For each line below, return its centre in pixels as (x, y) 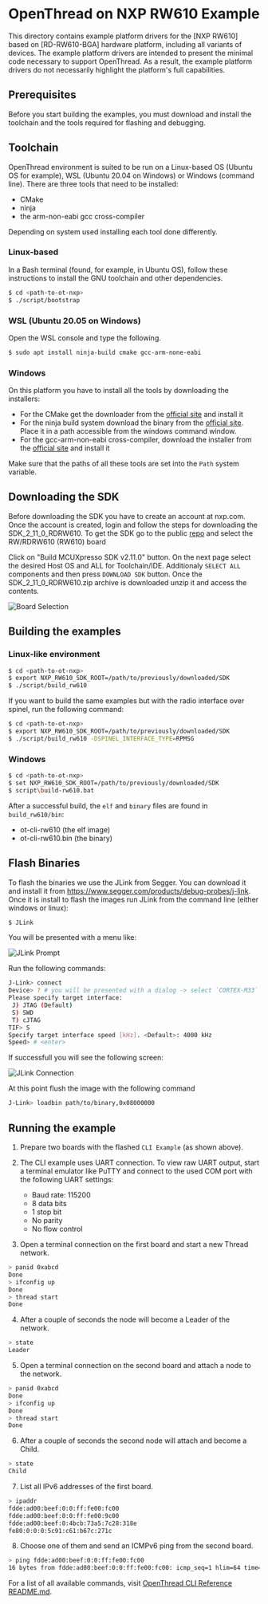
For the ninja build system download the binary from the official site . (132, 423)
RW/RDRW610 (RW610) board (57, 541)
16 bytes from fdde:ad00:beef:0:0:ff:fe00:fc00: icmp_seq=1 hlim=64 (124, 1568)
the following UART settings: (67, 1179)
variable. (23, 472)
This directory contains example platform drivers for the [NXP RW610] (123, 36)
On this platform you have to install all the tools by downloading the (118, 391)
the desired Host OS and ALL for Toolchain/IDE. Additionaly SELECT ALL (124, 565)
